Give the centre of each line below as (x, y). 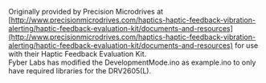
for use (246, 45)
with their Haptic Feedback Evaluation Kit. (78, 54)
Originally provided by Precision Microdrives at (86, 12)
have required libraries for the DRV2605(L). (80, 71)
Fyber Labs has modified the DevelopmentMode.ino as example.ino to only (132, 62)
